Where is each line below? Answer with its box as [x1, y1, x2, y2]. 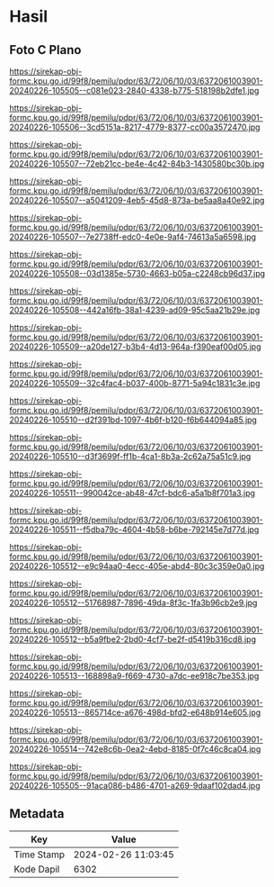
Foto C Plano [9, 42, 82, 58]
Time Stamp [13, 848, 66, 861]
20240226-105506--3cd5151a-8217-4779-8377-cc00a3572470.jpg [9, 122, 261, 132]
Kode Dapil [13, 863, 60, 875]
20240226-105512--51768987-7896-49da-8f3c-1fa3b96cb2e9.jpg [9, 597, 258, 608]
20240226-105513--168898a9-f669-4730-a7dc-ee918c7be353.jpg [9, 671, 260, 681]
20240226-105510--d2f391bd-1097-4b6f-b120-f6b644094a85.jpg [9, 414, 258, 425]
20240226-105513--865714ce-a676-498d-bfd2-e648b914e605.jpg [9, 707, 261, 718]
